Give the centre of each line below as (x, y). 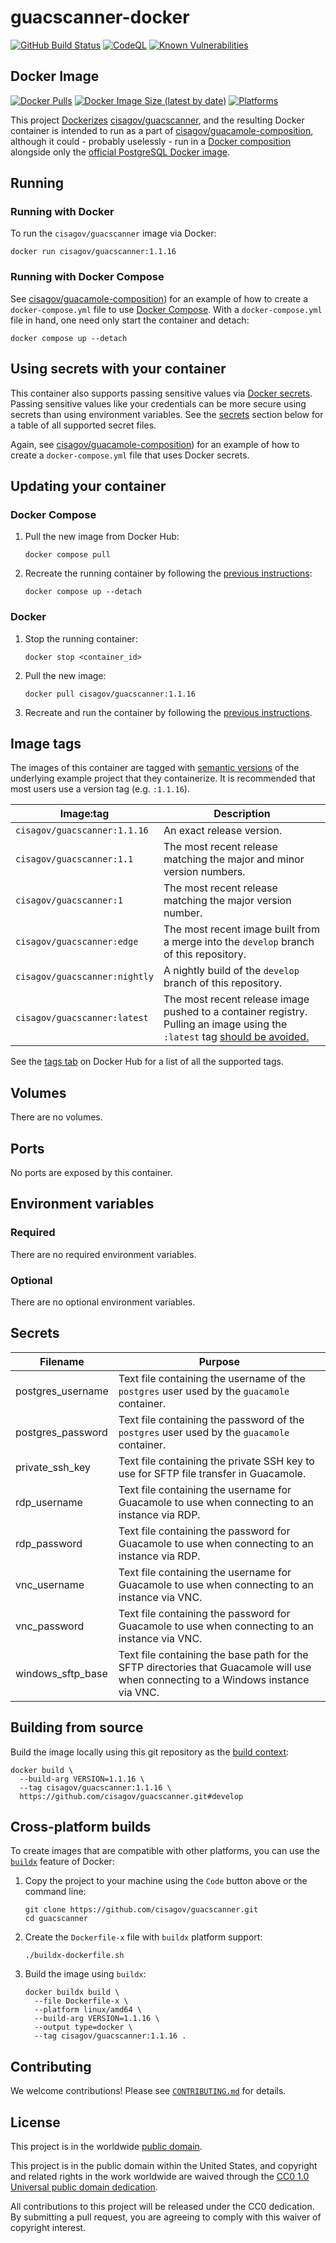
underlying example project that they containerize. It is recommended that (163, 778)
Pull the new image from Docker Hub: (102, 537)
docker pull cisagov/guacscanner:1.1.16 (110, 694)
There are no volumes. (56, 1117)
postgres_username (62, 1391)
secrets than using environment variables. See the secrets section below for (167, 414)
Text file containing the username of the (212, 1378)
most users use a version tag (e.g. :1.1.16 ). (100, 789)
